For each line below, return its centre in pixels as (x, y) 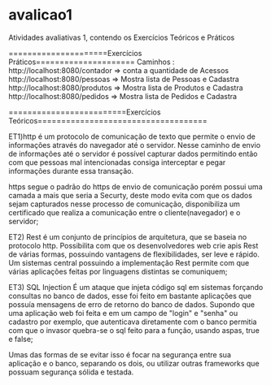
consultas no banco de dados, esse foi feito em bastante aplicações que (130, 296)
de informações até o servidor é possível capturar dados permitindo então (133, 154)
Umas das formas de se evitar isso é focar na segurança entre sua (120, 354)
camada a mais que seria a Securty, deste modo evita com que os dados (130, 195)
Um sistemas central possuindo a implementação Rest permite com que (129, 262)
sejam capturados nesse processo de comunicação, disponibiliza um (124, 204)
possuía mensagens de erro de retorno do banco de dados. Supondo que (131, 304)
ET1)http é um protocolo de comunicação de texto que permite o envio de (132, 136)
